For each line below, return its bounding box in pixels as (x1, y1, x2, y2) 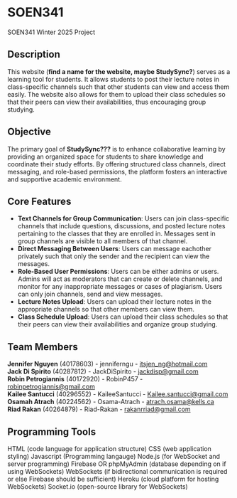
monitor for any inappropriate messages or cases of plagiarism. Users (17, 282, 222, 291)
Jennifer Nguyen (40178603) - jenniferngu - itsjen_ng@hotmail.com (7, 360, 208, 369)
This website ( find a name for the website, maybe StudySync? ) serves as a (7, 67, 231, 75)
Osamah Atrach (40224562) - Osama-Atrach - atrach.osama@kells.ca (7, 398, 214, 406)
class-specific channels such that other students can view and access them (7, 83, 230, 91)
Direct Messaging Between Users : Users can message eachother (17, 245, 211, 253)
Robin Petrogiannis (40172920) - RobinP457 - (7, 375, 143, 383)
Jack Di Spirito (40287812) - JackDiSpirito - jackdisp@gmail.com (7, 367, 199, 376)
